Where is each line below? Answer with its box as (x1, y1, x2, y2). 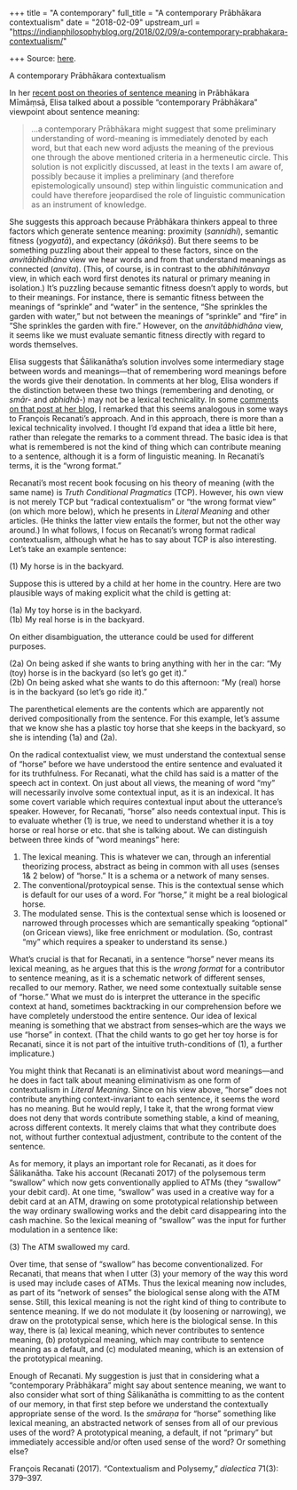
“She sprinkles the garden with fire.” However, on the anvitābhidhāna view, (9, 320, 284, 331)
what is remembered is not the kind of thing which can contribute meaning (9, 442, 282, 452)
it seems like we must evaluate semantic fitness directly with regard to (9, 330, 266, 340)
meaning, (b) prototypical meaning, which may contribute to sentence (9, 1334, 264, 1345)
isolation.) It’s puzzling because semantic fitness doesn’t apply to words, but (9, 283, 289, 292)
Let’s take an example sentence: (9, 544, 127, 554)
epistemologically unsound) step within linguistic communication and (30, 180, 284, 190)
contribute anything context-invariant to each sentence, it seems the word (9, 1093, 281, 1104)
